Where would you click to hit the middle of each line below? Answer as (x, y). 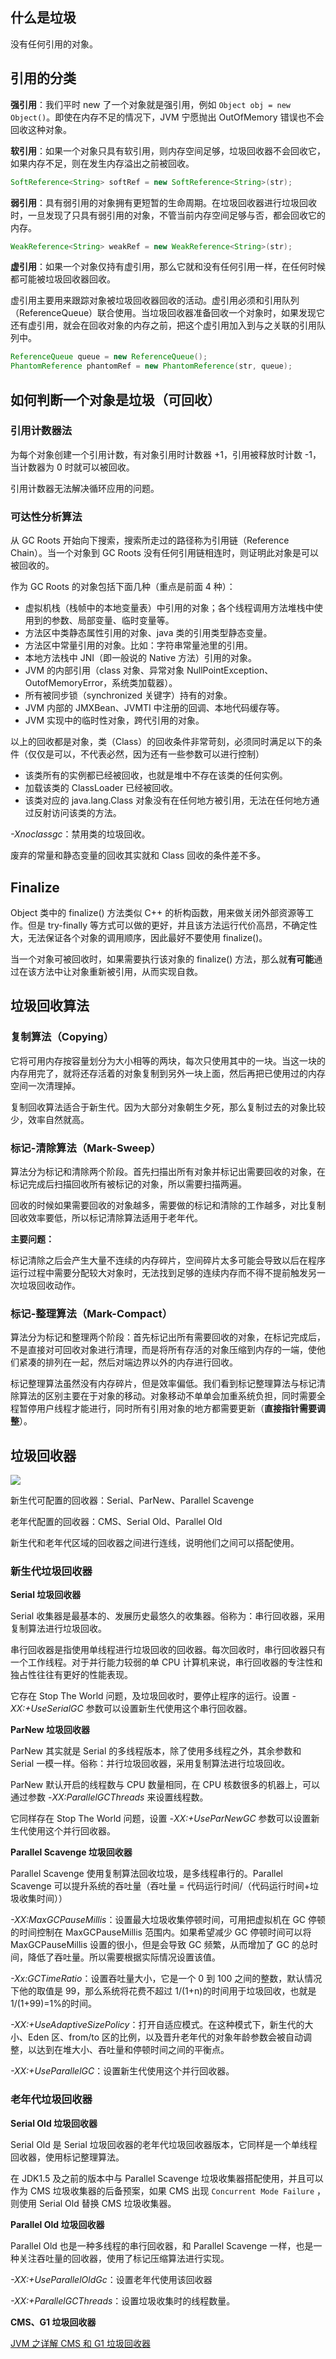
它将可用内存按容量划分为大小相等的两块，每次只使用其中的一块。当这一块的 (168, 1060)
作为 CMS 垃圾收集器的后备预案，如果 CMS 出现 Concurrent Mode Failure (162, 2190)
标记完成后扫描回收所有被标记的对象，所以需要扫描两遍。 (128, 1184)
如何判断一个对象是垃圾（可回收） (115, 399)
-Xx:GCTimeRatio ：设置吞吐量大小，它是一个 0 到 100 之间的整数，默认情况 (166, 1979)
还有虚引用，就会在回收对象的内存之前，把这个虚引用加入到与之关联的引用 (163, 325)
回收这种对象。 (41, 129)
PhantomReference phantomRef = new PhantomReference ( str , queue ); (151, 366)
